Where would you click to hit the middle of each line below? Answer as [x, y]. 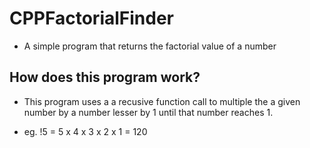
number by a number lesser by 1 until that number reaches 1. [148, 112]
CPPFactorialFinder [91, 18]
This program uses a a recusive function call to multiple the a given [162, 101]
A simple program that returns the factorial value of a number [150, 46]
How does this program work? [105, 77]
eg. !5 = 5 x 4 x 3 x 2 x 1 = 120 [85, 131]
